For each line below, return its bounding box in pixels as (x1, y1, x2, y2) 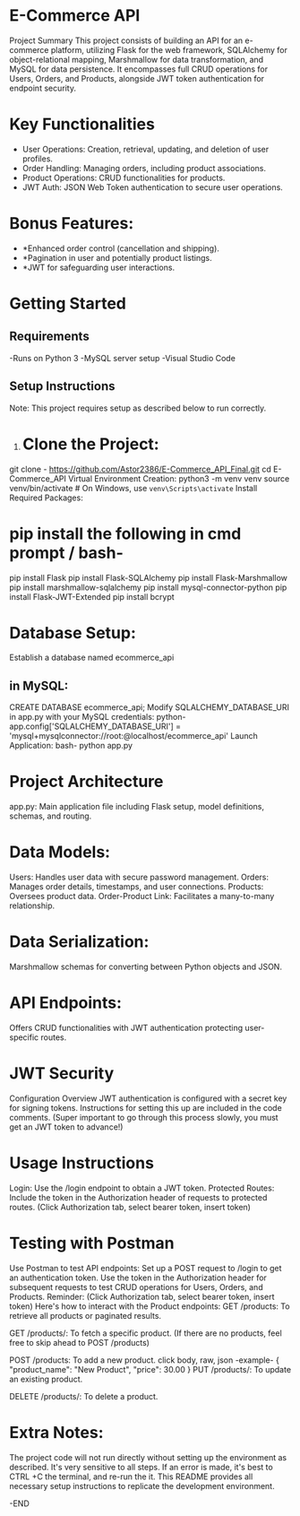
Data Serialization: (9, 931, 150, 952)
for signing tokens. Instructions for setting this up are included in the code (9, 1102, 282, 1113)
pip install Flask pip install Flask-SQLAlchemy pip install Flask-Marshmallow (9, 572, 288, 583)
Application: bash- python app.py (9, 741, 133, 751)
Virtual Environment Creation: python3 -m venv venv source (68, 472, 290, 484)
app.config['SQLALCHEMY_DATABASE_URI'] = (9, 721, 182, 732)
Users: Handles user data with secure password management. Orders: (9, 871, 270, 883)
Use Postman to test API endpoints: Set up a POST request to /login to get (9, 1262, 282, 1273)
